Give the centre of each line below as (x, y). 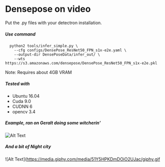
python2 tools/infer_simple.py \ (44, 46)
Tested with (17, 83)
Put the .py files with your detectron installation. (53, 23)
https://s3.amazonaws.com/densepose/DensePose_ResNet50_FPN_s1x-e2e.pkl (81, 63)
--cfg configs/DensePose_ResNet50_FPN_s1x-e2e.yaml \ (70, 50)
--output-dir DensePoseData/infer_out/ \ (57, 54)
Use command (20, 34)
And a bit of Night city (28, 147)
